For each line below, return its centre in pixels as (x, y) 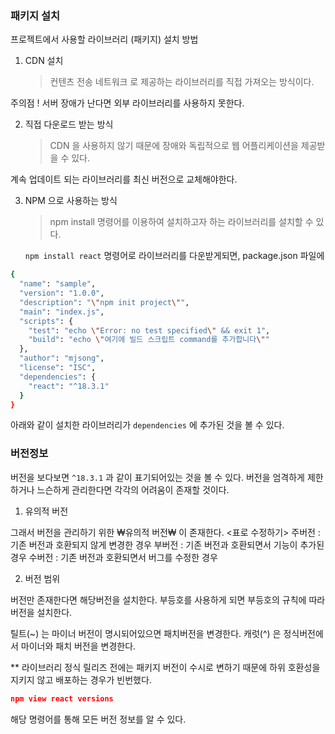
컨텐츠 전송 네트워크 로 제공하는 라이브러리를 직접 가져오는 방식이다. (182, 82)
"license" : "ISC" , (58, 368)
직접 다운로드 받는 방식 (69, 124)
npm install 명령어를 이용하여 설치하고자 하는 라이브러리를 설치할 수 (181, 222)
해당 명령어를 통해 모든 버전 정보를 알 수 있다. (98, 719)
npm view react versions (62, 698)
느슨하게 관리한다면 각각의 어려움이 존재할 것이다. (133, 489)
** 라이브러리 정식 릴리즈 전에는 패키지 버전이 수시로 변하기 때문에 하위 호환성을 (165, 667)
